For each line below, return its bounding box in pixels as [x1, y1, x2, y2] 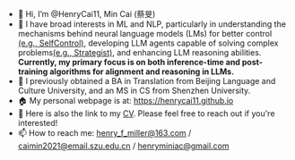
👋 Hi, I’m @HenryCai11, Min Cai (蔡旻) [17, 9, 156, 19]
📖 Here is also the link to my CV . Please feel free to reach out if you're [17, 108, 275, 119]
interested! [17, 118, 58, 128]
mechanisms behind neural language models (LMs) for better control [17, 29, 273, 38]
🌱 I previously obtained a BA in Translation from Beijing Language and [17, 76, 276, 86]
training [17, 66, 48, 77]
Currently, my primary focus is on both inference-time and [17, 57, 240, 67]
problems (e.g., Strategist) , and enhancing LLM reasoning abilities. [17, 47, 262, 57]
